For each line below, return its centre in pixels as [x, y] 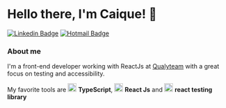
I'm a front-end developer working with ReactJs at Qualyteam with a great [113, 66]
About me [24, 51]
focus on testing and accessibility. [56, 74]
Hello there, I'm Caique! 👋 [82, 14]
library [17, 97]
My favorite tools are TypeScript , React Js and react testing [110, 90]
